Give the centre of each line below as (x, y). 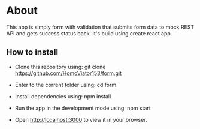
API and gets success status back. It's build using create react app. (89, 33)
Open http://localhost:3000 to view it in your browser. (81, 119)
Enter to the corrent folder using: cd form (66, 85)
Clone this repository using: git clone (60, 67)
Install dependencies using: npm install (63, 96)
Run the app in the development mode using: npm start (83, 108)
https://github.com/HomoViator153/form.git (68, 73)
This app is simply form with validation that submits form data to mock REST (100, 27)
